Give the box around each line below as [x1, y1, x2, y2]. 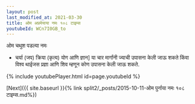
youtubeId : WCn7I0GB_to [6, 25, 66, 32]
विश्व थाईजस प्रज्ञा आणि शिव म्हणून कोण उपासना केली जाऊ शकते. [14, 61, 140, 68]
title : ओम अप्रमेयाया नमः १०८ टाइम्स [6, 20, 81, 26]
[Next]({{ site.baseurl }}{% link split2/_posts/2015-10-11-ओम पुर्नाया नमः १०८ [6, 85, 185, 92]
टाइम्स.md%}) [6, 91, 37, 99]
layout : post [6, 8, 39, 15]
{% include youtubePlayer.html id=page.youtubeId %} [6, 73, 141, 80]
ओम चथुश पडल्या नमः [6, 42, 47, 49]
